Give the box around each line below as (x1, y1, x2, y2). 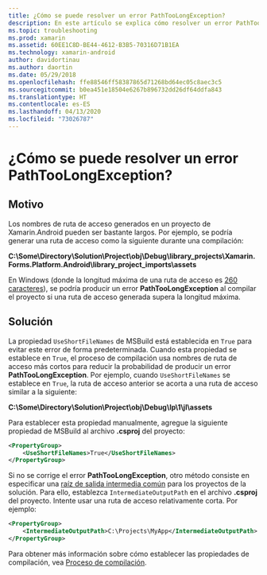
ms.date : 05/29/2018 (8, 71, 77, 79)
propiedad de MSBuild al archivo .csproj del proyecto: (8, 426, 185, 436)
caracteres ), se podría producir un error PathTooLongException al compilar (8, 283, 257, 293)
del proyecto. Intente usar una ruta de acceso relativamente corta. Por (8, 496, 238, 506)
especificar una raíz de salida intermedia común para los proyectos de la (8, 479, 246, 489)
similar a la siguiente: (8, 387, 77, 396)
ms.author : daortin (8, 64, 73, 72)
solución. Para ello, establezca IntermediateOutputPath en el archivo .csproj (8, 488, 258, 497)
